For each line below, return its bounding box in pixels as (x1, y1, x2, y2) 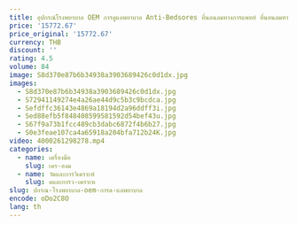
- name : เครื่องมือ (17, 152, 71, 162)
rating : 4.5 (9, 54, 53, 63)
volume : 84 (9, 63, 50, 72)
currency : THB (9, 37, 62, 47)
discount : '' (9, 46, 58, 55)
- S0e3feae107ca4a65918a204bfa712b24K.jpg (17, 128, 176, 137)
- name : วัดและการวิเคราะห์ (17, 169, 95, 178)
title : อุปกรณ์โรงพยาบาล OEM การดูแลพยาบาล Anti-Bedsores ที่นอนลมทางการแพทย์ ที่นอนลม (9, 12, 283, 22)
